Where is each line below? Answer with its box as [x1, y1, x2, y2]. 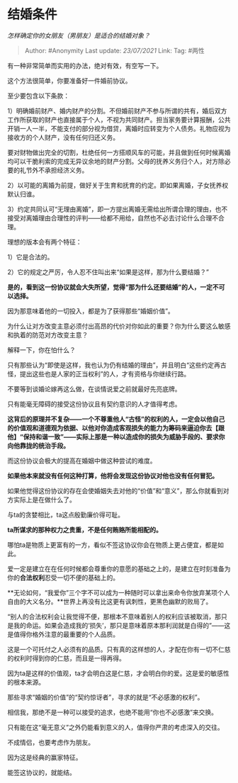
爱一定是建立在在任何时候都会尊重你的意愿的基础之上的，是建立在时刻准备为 [7, 564, 231, 573]
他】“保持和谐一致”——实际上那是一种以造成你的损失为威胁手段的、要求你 [7, 432, 225, 441]
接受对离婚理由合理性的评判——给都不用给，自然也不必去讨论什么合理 [7, 213, 212, 222]
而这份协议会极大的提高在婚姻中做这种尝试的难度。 [7, 456, 157, 465]
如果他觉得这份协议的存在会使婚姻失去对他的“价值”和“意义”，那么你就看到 [7, 486, 223, 495]
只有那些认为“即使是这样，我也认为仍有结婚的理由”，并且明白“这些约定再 [7, 361, 221, 369]
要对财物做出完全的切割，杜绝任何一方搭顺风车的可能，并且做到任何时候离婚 [7, 148, 231, 157]
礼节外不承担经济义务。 [19, 166, 89, 174]
